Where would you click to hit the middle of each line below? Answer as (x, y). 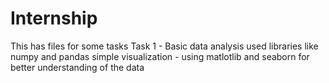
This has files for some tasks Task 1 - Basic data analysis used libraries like (164, 46)
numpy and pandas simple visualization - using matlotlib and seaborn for (160, 56)
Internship (54, 18)
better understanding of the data (77, 67)
